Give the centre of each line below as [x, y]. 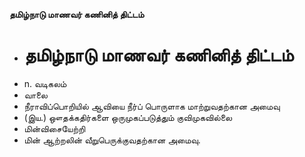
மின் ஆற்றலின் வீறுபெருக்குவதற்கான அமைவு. [112, 140]
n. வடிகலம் [45, 83]
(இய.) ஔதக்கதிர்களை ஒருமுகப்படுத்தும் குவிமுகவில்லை [128, 117]
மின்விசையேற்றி [54, 128]
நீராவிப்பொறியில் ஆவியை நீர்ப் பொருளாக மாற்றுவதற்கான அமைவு [152, 106]
